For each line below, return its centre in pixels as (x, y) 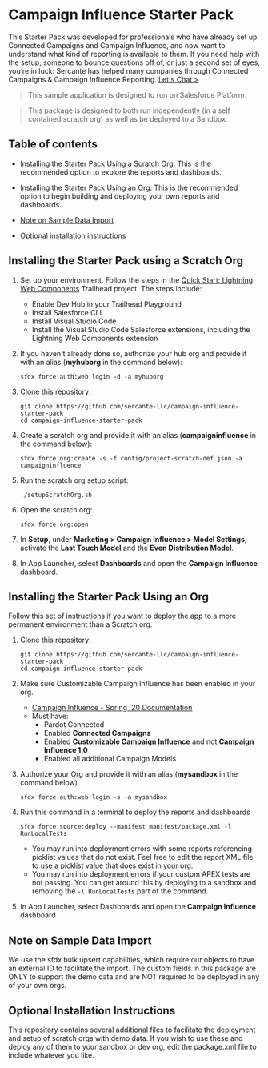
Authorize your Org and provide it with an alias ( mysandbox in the (129, 774)
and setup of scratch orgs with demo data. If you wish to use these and (126, 1038)
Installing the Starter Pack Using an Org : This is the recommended (129, 187)
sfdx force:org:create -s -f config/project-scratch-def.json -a (131, 458)
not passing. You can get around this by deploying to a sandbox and (144, 883)
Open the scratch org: (56, 509)
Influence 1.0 (66, 750)
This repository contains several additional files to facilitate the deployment (132, 1030)
